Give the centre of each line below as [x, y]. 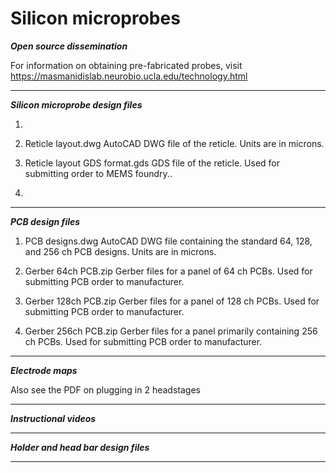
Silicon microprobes [95, 18]
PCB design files [45, 221]
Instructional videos [53, 418]
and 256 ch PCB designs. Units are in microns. [120, 251]
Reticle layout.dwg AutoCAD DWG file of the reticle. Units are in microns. [174, 143]
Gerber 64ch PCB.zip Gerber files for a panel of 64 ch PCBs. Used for [168, 271]
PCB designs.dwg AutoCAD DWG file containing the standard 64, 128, [168, 241]
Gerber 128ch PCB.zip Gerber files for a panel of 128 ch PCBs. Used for [172, 301]
